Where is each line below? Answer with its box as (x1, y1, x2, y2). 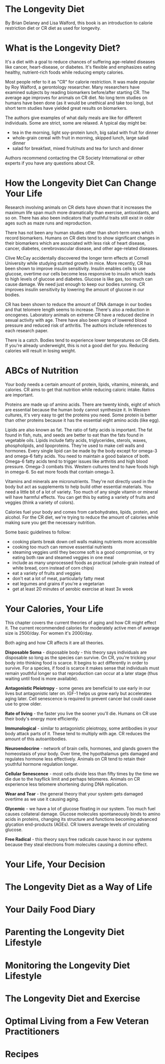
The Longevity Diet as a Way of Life (5, 882, 153, 893)
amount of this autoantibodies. (5, 736, 67, 742)
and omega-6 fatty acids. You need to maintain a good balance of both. (5, 453, 150, 459)
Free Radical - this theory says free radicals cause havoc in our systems (5, 836, 152, 842)
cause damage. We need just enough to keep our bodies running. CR (5, 281, 145, 287)
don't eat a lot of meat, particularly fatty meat (12, 575, 105, 581)
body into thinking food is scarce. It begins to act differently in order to (5, 660, 149, 665)
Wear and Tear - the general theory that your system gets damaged (5, 791, 143, 797)
